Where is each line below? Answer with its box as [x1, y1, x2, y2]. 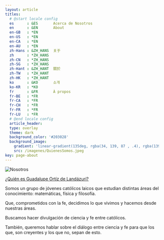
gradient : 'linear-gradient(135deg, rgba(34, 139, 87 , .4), [14, 144, 141, 149]
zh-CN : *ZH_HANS [9, 57, 49, 62]
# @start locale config [9, 16, 58, 21]
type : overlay [9, 125, 38, 130]
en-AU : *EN [9, 44, 38, 48]
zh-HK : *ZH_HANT [9, 75, 49, 80]
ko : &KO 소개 [9, 80, 60, 85]
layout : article [5, 7, 38, 12]
